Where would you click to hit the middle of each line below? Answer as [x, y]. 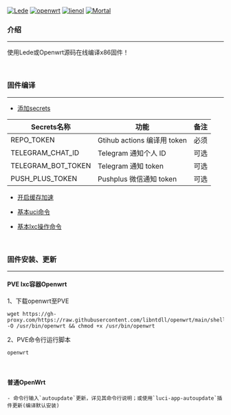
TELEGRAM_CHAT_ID [45, 153]
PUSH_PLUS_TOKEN [44, 178]
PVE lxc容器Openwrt [37, 284]
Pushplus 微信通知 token [137, 179]
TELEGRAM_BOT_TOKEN [51, 165]
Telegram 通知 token [130, 166]
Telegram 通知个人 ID [132, 153]
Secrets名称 [51, 127]
